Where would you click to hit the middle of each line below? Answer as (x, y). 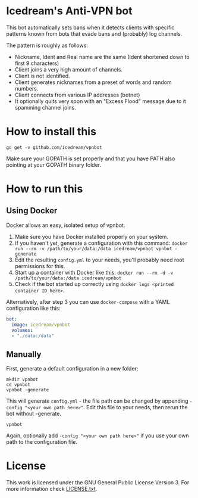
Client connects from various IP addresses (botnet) (77, 95)
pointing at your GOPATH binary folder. (54, 164)
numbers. (26, 88)
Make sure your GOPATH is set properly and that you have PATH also (91, 158)
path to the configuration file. (42, 442)
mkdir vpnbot (22, 379)
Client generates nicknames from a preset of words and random (93, 82)
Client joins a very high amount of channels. (69, 69)
